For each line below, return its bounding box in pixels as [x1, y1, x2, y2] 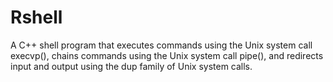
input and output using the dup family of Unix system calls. [10, 60, 253, 72]
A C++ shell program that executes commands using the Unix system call [10, 39, 313, 51]
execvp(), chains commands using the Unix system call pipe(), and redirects [10, 49, 324, 61]
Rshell [10, 6, 63, 29]
